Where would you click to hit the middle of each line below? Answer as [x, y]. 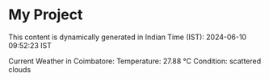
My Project [46, 15]
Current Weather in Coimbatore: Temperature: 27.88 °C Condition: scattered [135, 61]
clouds [20, 69]
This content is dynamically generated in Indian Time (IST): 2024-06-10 [128, 37]
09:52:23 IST [30, 45]
